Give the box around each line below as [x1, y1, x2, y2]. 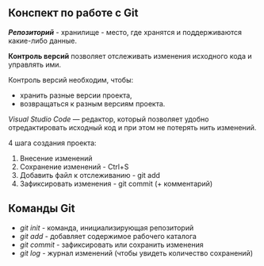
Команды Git [8, 202, 75, 215]
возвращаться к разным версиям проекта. [19, 98, 166, 108]
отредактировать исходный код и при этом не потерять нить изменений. [8, 122, 257, 132]
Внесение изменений [19, 153, 93, 163]
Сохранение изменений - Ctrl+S [19, 162, 129, 172]
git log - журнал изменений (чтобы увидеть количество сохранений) [19, 248, 254, 257]
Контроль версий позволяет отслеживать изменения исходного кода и [8, 51, 252, 60]
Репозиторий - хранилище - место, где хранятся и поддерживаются [8, 27, 243, 37]
